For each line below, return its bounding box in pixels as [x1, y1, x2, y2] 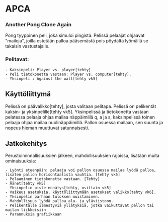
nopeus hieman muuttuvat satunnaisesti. [5, 125, 90, 131]
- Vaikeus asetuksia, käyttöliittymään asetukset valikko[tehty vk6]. [5, 190, 156, 195]
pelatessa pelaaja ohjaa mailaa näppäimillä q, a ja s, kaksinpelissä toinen [5, 114, 155, 120]
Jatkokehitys [5, 139, 47, 148]
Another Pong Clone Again [5, 21, 72, 28]
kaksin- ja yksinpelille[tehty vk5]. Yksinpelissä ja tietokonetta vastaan [5, 108, 149, 115]
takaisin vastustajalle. [5, 43, 50, 49]
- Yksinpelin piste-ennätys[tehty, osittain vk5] [5, 185, 112, 191]
